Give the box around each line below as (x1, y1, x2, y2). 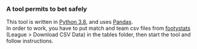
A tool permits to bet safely (6, 5, 87, 13)
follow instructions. (6, 38, 54, 45)
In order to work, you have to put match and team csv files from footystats (6, 24, 191, 32)
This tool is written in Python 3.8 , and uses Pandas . (6, 19, 134, 26)
